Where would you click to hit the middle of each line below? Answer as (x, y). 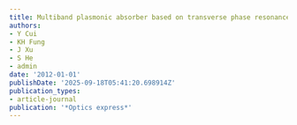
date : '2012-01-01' (45, 75)
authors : (25, 26)
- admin (23, 67)
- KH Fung (27, 42)
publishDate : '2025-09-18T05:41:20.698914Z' (92, 83)
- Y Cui (23, 33)
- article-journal (43, 99)
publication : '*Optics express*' (71, 107)
